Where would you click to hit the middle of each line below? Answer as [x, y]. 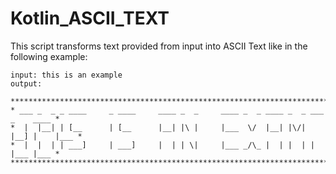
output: [26, 83]
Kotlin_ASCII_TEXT [90, 18]
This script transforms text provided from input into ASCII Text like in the [159, 46]
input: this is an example [66, 75]
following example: [49, 56]
